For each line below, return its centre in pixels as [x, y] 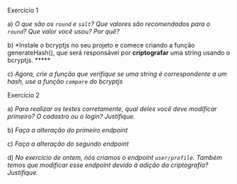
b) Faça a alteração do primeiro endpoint [68, 130]
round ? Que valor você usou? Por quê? [64, 31]
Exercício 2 [24, 95]
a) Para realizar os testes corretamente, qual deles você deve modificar [112, 109]
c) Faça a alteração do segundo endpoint [68, 144]
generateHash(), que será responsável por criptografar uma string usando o [119, 53]
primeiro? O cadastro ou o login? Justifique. [71, 116]
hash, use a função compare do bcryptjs [65, 81]
